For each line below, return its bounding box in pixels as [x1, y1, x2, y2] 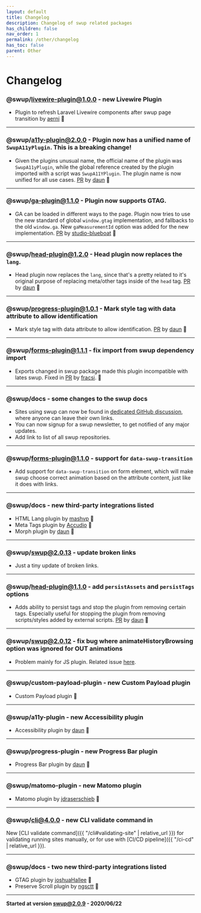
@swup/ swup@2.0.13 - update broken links [6, 548, 136, 556]
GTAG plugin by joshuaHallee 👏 [14, 876, 92, 884]
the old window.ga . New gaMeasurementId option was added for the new [14, 223, 189, 230]
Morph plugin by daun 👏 [14, 528, 75, 535]
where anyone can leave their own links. [14, 415, 114, 422]
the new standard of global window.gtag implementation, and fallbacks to [14, 217, 194, 224]
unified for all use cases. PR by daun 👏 [14, 176, 110, 183]
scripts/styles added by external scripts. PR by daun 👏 [14, 616, 149, 624]
